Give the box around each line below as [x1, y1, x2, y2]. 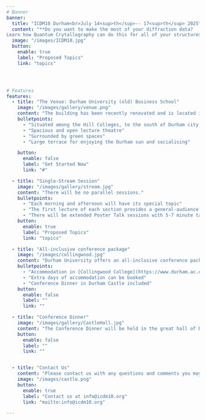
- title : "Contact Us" [12, 365, 70, 371]
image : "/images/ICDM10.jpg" [12, 37, 86, 44]
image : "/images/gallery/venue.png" [17, 105, 112, 111]
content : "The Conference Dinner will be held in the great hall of [17, 326, 196, 332]
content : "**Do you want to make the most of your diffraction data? [12, 26, 193, 32]
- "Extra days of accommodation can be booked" [22, 274, 147, 281]
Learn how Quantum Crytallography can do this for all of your [6, 32, 172, 38]
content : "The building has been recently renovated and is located [17, 110, 196, 116]
